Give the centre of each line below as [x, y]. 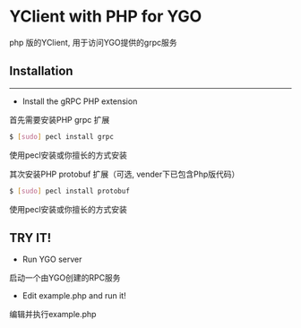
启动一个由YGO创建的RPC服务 [65, 278]
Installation [41, 71]
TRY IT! [30, 238]
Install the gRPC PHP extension [80, 101]
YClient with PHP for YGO [106, 17]
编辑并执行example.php [53, 315]
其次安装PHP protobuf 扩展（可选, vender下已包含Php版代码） [125, 174]
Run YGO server [52, 259]
